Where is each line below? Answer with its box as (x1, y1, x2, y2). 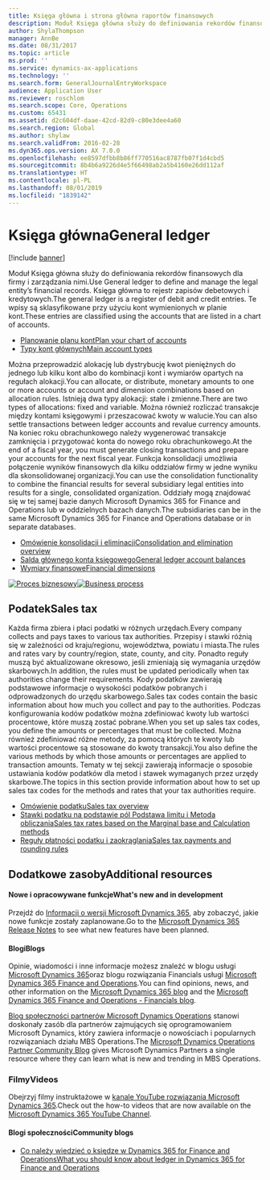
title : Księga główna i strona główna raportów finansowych (8, 11, 215, 20)
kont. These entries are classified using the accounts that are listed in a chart (8, 311, 261, 320)
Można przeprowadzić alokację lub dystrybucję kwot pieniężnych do (8, 359, 236, 369)
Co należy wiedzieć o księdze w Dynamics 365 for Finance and (19, 1145, 231, 1155)
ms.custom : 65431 (8, 109, 67, 118)
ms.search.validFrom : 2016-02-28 (8, 138, 121, 147)
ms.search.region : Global (8, 124, 95, 132)
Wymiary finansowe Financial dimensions (19, 563, 156, 572)
